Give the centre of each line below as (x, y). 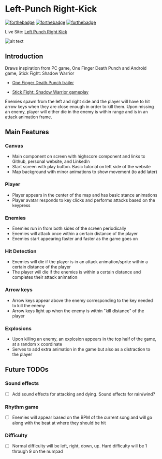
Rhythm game (22, 407)
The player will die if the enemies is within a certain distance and (76, 272)
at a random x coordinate (37, 344)
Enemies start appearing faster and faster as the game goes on (75, 239)
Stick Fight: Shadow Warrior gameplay (50, 92)
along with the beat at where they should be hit (59, 423)
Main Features (27, 132)
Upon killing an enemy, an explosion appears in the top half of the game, (84, 339)
